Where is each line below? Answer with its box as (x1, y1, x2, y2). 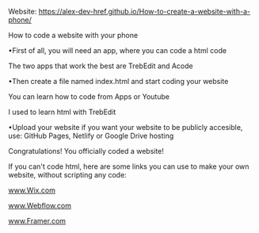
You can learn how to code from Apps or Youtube (8, 92, 170, 101)
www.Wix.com (8, 185, 55, 195)
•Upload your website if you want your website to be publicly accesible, (8, 123, 243, 132)
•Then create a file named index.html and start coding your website (8, 77, 229, 86)
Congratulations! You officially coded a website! (8, 147, 165, 155)
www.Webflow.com (8, 201, 72, 210)
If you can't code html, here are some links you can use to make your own (8, 162, 249, 171)
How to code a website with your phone (8, 31, 139, 40)
